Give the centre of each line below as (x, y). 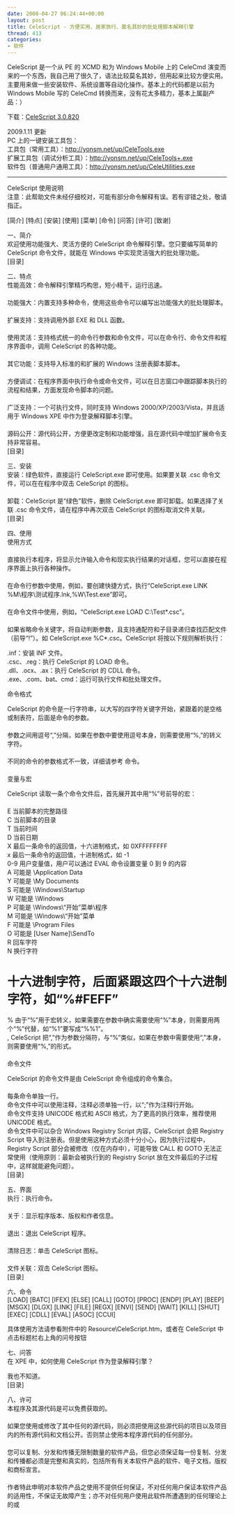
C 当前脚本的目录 (32, 820)
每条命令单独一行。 (35, 1096)
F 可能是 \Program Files (41, 925)
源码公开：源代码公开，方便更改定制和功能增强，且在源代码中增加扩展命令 (114, 433)
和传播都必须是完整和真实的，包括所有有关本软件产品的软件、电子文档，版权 (117, 1460)
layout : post (26, 20)
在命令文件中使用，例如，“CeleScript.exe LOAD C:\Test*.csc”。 (97, 612)
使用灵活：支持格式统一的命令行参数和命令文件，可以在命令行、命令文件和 (114, 337)
